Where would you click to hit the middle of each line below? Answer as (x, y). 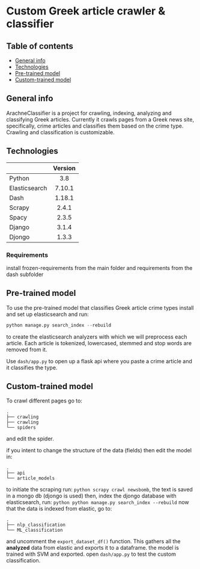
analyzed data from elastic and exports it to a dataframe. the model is (92, 548)
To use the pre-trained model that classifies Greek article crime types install (100, 307)
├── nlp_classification (36, 525)
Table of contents (40, 46)
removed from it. (27, 349)
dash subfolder (25, 274)
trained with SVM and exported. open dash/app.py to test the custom (91, 554)
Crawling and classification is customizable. (61, 132)
